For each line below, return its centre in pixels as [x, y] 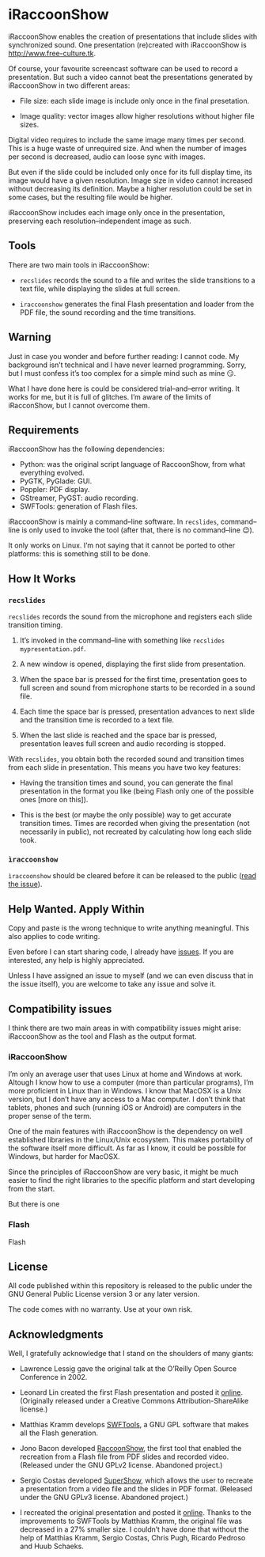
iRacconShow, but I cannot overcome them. [79, 405]
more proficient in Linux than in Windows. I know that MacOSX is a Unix [125, 1091]
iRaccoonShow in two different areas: [69, 85]
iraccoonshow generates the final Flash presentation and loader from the [137, 304]
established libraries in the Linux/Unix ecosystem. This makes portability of [131, 1140]
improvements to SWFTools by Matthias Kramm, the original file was [131, 1521]
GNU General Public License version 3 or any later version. [104, 1294]
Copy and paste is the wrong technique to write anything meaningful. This [129, 928]
